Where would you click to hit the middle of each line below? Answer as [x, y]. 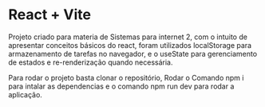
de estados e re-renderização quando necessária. [91, 62]
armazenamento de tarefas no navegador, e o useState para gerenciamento [133, 53]
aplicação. [25, 94]
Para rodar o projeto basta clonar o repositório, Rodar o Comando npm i [126, 77]
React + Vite [50, 15]
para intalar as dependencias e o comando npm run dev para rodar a [121, 86]
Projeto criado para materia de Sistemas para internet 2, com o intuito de [128, 37]
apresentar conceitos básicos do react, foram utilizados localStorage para [130, 45]
